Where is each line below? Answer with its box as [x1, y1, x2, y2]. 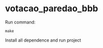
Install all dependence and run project [5, 37, 82, 43]
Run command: [5, 19, 36, 25]
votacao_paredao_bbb [5, 3, 99, 14]
